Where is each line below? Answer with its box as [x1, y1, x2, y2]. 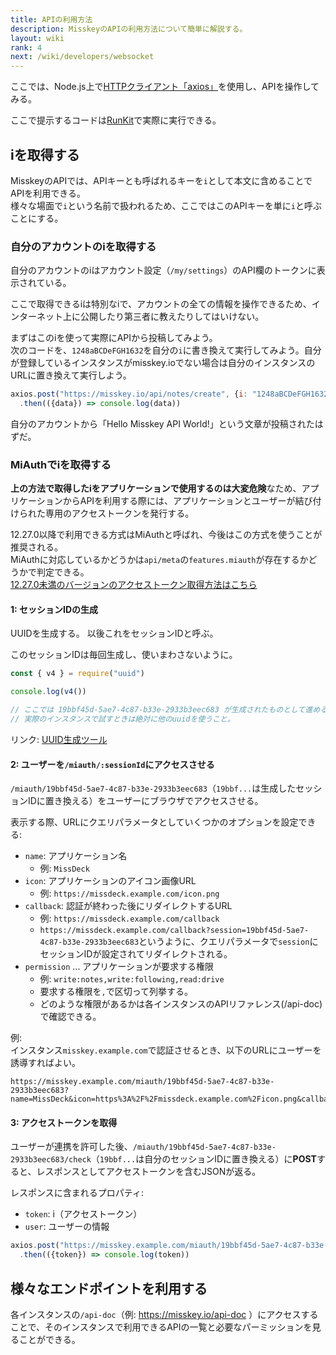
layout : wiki [10, 33, 65, 43]
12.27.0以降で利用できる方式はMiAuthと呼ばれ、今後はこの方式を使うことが [10, 529, 323, 541]
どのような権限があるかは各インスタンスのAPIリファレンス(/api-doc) [39, 998, 323, 1010]
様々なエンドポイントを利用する [10, 1280, 208, 1297]
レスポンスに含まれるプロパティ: [10, 1187, 144, 1199]
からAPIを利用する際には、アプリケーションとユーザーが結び [62, 495, 313, 507]
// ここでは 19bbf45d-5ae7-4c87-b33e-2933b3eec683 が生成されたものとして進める [10, 705, 328, 715]
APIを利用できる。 [10, 187, 87, 199]
